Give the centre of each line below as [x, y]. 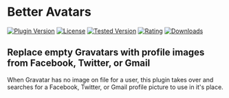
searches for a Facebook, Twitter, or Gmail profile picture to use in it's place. [115, 87]
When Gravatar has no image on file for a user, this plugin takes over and [110, 79]
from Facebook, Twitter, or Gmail [79, 63]
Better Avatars [49, 12]
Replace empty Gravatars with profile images [106, 52]
